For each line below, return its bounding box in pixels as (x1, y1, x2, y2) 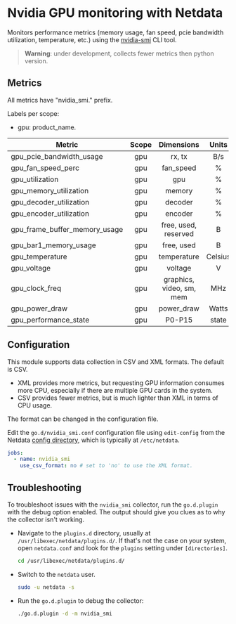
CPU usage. (17, 401, 53, 409)
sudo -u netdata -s (17, 583, 75, 591)
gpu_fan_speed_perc (11, 163, 79, 173)
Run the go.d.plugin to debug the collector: (17, 596, 144, 605)
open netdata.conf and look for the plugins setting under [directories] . (17, 544, 228, 552)
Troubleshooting (7, 481, 82, 493)
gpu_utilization (11, 174, 59, 184)
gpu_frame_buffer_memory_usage (11, 224, 124, 234)
